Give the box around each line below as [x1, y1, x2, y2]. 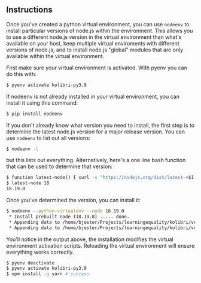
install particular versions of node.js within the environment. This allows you [6, 27, 193, 34]
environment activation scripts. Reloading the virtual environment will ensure [6, 242, 195, 249]
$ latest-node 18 [6, 180, 50, 186]
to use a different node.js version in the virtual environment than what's [6, 33, 182, 41]
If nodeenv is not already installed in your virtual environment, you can [6, 93, 179, 100]
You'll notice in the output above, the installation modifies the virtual [6, 236, 173, 243]
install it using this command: [6, 99, 78, 106]
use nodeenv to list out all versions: [6, 134, 91, 141]
